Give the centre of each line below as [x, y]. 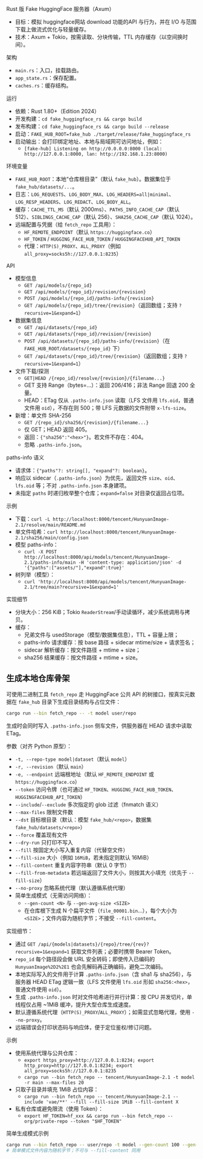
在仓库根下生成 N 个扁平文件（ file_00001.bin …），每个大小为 [100, 910]
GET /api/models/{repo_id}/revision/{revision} [85, 292]
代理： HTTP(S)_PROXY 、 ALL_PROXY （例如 [72, 246]
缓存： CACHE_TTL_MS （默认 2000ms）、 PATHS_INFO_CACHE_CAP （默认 [97, 209]
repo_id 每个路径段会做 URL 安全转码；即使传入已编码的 [85, 959]
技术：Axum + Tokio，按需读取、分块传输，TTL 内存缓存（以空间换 [99, 37]
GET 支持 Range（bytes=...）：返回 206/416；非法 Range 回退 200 [106, 385]
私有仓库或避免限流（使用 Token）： [59, 1109]
